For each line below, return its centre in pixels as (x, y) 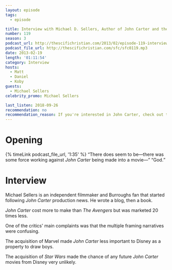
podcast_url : (19, 43)
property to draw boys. (29, 247)
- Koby (17, 82)
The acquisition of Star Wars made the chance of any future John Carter (82, 257)
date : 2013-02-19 (24, 53)
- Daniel (19, 77)
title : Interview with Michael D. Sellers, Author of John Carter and (82, 29)
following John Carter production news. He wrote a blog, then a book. (79, 200)
